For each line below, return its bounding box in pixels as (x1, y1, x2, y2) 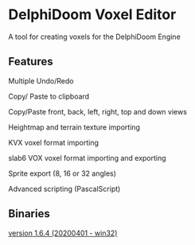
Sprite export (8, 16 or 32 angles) (8, 169, 117, 178)
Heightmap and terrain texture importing (8, 122, 141, 132)
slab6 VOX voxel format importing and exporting (8, 153, 166, 162)
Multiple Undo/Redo (8, 76, 74, 85)
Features (8, 55, 53, 68)
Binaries (8, 207, 50, 220)
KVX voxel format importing (8, 138, 99, 147)
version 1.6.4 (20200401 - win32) (8, 228, 118, 238)
